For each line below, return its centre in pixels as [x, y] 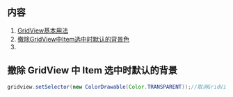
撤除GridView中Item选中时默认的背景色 [73, 39]
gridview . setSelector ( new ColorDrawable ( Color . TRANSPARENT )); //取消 [107, 87]
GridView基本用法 [43, 30]
